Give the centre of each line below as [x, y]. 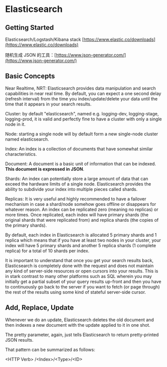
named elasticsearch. [27, 139]
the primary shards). [26, 225]
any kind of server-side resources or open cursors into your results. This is [82, 271]
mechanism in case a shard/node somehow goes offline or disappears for [81, 204]
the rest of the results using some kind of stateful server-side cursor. [76, 292]
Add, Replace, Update [40, 308]
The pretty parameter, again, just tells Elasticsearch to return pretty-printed [82, 335]
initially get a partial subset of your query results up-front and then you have [83, 281]
